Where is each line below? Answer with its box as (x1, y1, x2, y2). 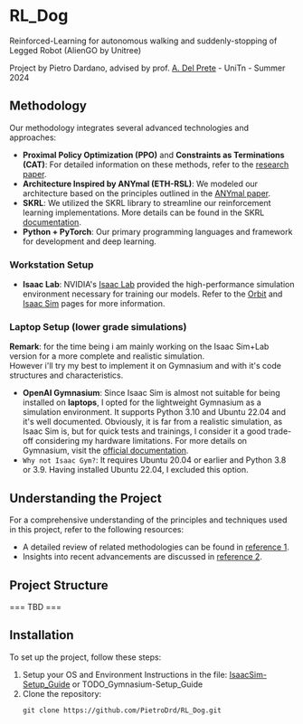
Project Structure (9, 578, 109, 593)
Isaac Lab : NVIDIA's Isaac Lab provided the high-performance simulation (22, 279, 295, 290)
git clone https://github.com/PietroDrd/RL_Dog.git (22, 706, 222, 715)
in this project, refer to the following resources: (9, 524, 184, 535)
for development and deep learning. (22, 236, 156, 247)
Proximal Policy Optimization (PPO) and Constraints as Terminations (22, 149, 285, 160)
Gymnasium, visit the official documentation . (22, 445, 189, 456)
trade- (268, 426, 292, 437)
